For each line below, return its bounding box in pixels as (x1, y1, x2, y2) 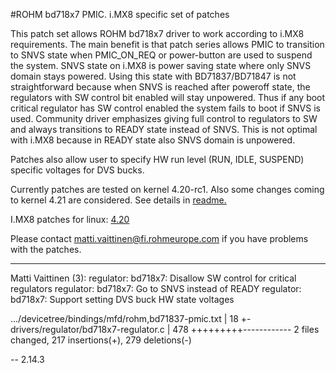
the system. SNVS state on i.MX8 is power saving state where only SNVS (10, 60, 312, 71)
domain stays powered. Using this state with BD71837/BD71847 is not (10, 70, 297, 82)
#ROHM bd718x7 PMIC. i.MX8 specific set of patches (10, 9, 230, 20)
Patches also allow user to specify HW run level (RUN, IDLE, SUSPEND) (10, 154, 305, 165)
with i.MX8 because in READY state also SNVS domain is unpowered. (10, 134, 296, 146)
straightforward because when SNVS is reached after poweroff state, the (10, 81, 311, 93)
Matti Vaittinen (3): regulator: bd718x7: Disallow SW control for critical (10, 272, 297, 284)
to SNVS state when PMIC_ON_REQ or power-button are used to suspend (10, 49, 313, 61)
